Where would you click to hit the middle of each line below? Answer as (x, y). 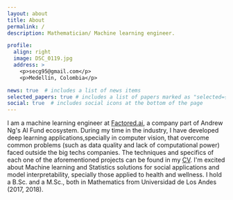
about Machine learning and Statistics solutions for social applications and (113, 167)
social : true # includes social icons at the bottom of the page (105, 103)
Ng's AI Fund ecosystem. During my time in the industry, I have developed (113, 131)
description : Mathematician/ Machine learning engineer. (91, 33)
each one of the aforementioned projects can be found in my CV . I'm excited (116, 160)
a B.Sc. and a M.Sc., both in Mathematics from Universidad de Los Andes (112, 182)
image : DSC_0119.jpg (43, 59)
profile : (20, 46)
